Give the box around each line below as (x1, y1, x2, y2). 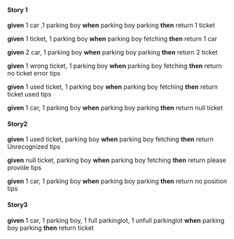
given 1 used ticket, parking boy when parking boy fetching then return (7, 135, 214, 143)
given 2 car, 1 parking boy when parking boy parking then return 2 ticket (7, 48, 218, 57)
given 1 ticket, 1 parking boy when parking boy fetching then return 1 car (7, 35, 217, 43)
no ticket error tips (7, 69, 61, 78)
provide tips (7, 164, 42, 172)
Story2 (7, 119, 28, 128)
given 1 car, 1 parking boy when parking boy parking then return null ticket (7, 103, 223, 112)
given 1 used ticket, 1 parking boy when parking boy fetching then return (7, 82, 219, 91)
